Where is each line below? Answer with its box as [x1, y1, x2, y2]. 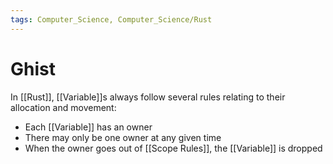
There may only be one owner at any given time [24, 131, 222, 143]
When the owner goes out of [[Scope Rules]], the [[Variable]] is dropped [24, 142, 323, 154]
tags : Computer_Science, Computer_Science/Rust [10, 14, 213, 25]
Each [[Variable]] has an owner [24, 121, 153, 133]
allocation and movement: [10, 101, 117, 113]
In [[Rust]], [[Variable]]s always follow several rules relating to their [10, 91, 286, 103]
